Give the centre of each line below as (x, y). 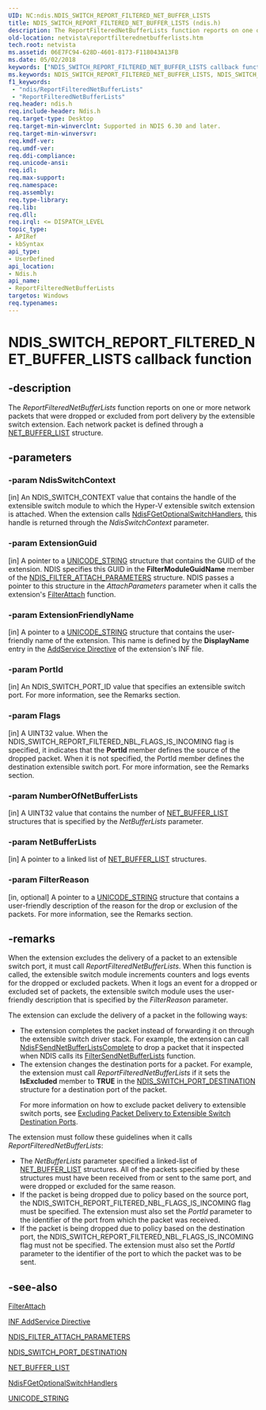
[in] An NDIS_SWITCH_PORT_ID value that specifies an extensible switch (127, 687)
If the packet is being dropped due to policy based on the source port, (134, 1195)
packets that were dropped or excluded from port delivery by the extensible (132, 416)
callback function (193, 359)
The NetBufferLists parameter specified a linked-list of (108, 1161)
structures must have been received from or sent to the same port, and (135, 1178)
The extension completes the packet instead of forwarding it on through (137, 1031)
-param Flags (34, 716)
